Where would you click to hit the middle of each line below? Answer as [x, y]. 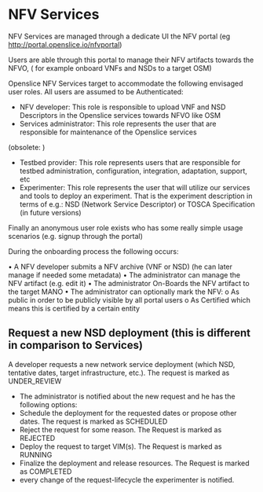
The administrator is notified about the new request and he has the [127, 396]
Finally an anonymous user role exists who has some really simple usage [126, 228]
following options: [48, 404]
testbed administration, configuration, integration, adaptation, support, [133, 171]
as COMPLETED [46, 471]
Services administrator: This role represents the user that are [118, 123]
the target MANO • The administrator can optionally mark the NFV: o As [124, 292]
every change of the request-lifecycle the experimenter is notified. [127, 479]
